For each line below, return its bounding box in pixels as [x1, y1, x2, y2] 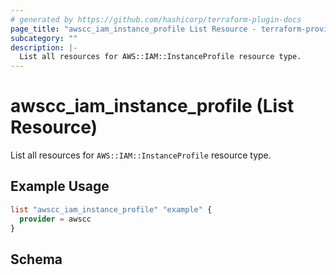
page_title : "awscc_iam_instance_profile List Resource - [10, 24, 257, 34]
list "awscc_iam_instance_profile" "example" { [10, 204, 213, 215]
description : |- [10, 42, 78, 53]
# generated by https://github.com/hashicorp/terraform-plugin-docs [10, 14, 302, 25]
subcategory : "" [10, 33, 78, 43]
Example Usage [10, 178, 110, 195]
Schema [10, 251, 63, 268]
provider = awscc [19, 214, 92, 224]
